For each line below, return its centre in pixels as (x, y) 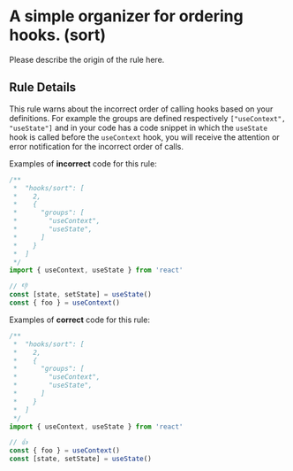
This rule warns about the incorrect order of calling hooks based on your (141, 109)
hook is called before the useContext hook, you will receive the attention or (144, 137)
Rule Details (43, 87)
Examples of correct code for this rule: (79, 320)
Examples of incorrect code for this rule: (83, 163)
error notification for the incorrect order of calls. (96, 146)
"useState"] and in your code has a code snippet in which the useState (138, 127)
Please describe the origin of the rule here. (87, 59)
